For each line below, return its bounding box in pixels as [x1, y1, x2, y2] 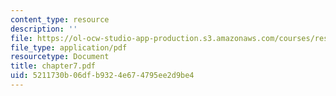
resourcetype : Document [10, 52, 110, 62]
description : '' [10, 24, 78, 34]
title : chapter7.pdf [10, 61, 97, 71]
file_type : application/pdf [10, 42, 128, 53]
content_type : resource [10, 14, 110, 25]
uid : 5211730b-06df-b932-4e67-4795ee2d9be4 [10, 71, 195, 81]
